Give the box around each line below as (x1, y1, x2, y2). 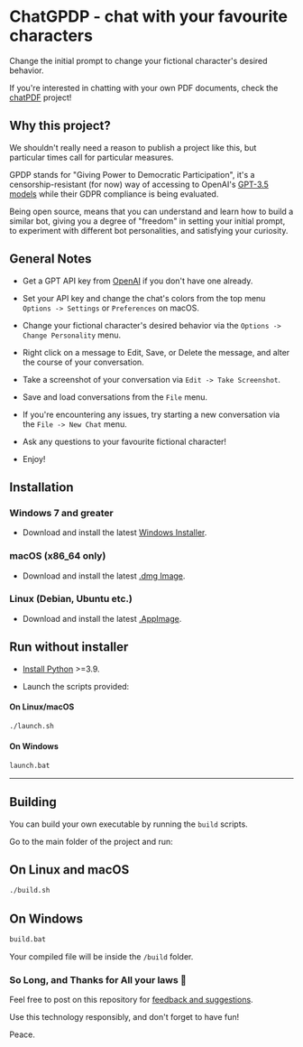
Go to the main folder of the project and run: (9, 836, 173, 847)
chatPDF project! (9, 92, 72, 103)
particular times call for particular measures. (9, 152, 174, 162)
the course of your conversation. (22, 357, 144, 367)
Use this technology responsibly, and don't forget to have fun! (9, 1012, 240, 1023)
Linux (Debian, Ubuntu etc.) (9, 593, 133, 606)
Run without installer (9, 639, 129, 655)
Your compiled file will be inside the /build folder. (9, 951, 194, 962)
